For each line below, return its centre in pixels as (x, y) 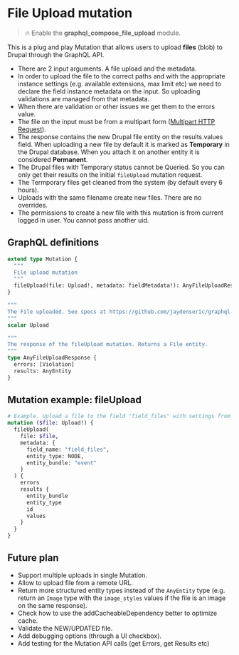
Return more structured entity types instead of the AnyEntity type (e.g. (121, 590)
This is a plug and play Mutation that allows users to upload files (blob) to (115, 47)
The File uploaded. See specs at (57, 312)
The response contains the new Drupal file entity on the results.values (120, 136)
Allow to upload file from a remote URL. (75, 582)
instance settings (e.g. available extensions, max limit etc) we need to (119, 83)
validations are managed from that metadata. (84, 98)
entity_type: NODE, (55, 456)
